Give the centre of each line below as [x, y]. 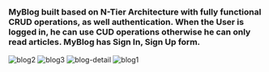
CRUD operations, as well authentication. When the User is [126, 22]
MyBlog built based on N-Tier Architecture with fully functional [135, 12]
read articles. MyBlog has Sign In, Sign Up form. [105, 42]
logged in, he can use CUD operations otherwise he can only [130, 32]
